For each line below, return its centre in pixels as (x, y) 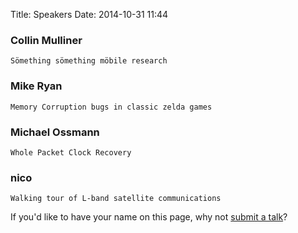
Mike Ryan (36, 86)
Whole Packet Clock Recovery (71, 152)
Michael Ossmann (55, 132)
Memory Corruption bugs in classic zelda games (111, 107)
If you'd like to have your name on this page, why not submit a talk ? (149, 217)
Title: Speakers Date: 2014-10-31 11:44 (89, 14)
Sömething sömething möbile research (89, 61)
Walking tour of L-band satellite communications (116, 199)
